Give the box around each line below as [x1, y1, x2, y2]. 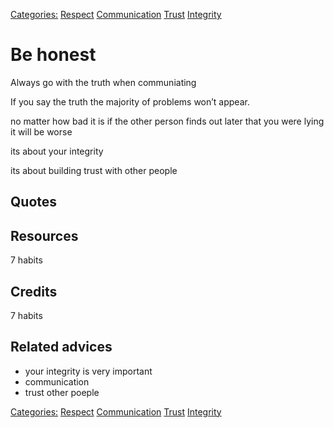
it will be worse [10, 125, 73, 138]
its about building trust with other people [10, 164, 178, 176]
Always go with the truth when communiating [10, 76, 197, 88]
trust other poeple [24, 386, 100, 398]
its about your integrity [10, 145, 104, 157]
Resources [10, 227, 79, 244]
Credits [10, 283, 58, 300]
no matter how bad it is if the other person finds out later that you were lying [10, 115, 325, 127]
